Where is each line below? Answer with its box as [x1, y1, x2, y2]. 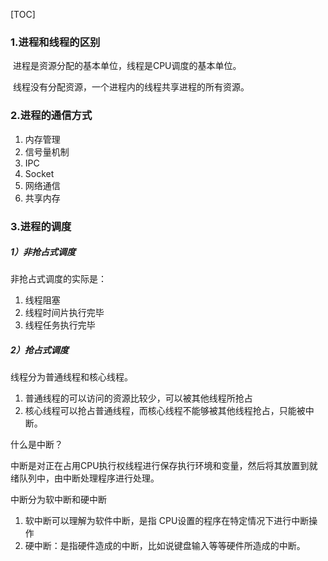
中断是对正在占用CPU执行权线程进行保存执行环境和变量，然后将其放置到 [10, 460, 310, 472]
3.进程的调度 [10, 219, 72, 233]
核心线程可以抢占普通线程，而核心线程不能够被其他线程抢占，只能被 [24, 405, 306, 417]
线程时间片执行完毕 [24, 307, 105, 319]
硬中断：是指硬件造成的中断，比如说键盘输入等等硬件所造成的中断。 [24, 540, 306, 552]
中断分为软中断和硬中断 [10, 494, 107, 506]
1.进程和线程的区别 [10, 35, 101, 49]
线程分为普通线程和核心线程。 [10, 371, 133, 383]
